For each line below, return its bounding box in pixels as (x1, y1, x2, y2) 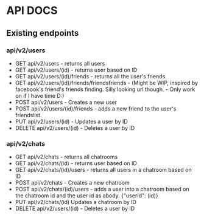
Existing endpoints (6, 28, 79, 38)
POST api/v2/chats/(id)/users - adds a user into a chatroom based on (15, 186, 190, 193)
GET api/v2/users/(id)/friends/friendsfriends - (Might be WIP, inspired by (15, 79, 199, 86)
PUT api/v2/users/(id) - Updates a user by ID (15, 118, 128, 125)
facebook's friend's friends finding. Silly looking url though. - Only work (15, 86, 195, 93)
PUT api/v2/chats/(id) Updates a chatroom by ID (15, 199, 137, 206)
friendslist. (15, 111, 42, 118)
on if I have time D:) (15, 92, 65, 99)
